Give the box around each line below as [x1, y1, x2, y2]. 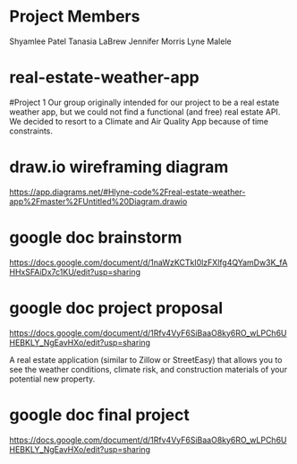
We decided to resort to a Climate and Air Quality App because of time [9, 116, 268, 126]
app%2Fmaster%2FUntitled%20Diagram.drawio [9, 195, 188, 207]
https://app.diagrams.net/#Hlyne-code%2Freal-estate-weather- [9, 186, 246, 197]
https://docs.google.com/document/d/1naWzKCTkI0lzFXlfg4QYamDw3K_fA [9, 257, 288, 268]
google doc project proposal [9, 297, 224, 318]
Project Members [9, 6, 140, 27]
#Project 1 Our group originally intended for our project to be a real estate [9, 97, 280, 107]
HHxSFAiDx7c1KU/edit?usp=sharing [9, 266, 141, 277]
